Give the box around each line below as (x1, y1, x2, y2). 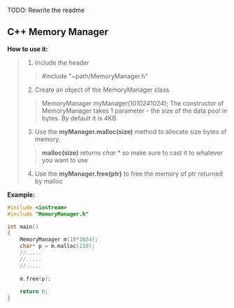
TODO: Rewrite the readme (7, 6, 85, 14)
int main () (7, 223, 39, 230)
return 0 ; (20, 288, 49, 295)
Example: (7, 190, 36, 199)
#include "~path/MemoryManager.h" (41, 71, 149, 80)
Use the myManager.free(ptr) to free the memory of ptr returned (34, 169, 224, 178)
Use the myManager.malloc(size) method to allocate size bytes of (34, 127, 227, 136)
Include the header (34, 58, 89, 66)
